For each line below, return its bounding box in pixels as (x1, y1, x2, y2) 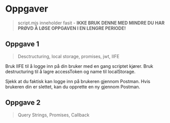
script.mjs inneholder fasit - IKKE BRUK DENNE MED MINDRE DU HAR (17, 20, 165, 26)
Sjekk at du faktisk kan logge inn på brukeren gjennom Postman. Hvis (5, 78, 151, 84)
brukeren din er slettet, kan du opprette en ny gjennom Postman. (5, 84, 141, 90)
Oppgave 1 (5, 40, 40, 49)
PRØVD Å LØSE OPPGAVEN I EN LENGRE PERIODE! (17, 25, 126, 31)
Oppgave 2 (5, 98, 41, 107)
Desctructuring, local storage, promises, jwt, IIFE (17, 53, 120, 59)
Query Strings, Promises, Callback (17, 112, 90, 118)
